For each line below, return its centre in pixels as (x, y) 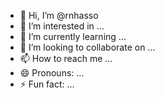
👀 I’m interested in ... (62, 26)
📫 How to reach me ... (66, 58)
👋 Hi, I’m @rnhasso (59, 15)
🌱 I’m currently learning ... (73, 36)
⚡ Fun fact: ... (47, 84)
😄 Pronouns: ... (52, 73)
